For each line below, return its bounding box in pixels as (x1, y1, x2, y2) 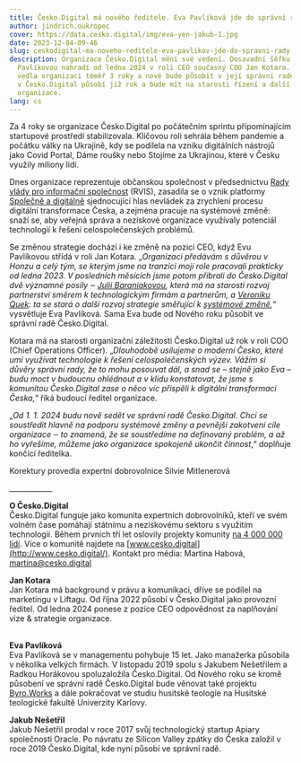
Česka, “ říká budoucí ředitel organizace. (9, 392, 158, 404)
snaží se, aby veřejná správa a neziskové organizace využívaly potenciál (9, 215, 277, 225)
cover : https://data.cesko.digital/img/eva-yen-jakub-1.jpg (9, 30, 239, 39)
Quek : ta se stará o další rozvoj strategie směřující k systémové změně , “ (9, 299, 277, 310)
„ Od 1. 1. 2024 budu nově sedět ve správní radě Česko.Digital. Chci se (9, 410, 268, 421)
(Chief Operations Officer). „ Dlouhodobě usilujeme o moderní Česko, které (9, 345, 284, 355)
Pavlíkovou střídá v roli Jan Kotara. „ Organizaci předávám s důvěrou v (9, 251, 269, 262)
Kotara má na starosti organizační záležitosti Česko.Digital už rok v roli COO (9, 336, 288, 346)
